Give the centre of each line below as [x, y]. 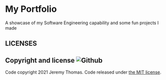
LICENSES [21, 44]
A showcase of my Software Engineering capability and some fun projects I [82, 23]
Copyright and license [40, 60]
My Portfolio [31, 9]
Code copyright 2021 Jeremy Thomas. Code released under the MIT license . [83, 72]
